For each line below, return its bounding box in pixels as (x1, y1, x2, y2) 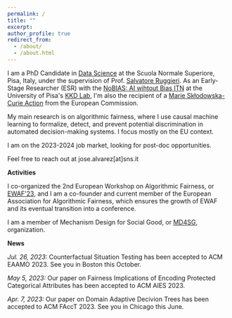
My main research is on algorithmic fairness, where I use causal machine (7, 112, 219, 120)
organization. (7, 225, 46, 234)
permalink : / (7, 10, 46, 18)
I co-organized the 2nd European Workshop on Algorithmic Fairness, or (7, 182, 214, 190)
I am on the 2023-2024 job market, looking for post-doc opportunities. (7, 141, 212, 149)
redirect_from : (7, 37, 52, 44)
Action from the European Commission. (24, 98, 138, 107)
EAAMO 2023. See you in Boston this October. (7, 260, 142, 268)
